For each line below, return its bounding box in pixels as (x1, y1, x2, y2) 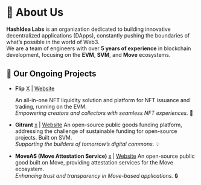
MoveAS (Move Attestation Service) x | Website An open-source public (14, 152, 195, 160)
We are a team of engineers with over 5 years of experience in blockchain (6, 45, 191, 52)
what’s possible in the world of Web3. (6, 38, 100, 45)
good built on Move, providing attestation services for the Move (14, 158, 174, 166)
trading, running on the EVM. (14, 103, 87, 110)
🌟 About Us (6, 5, 64, 19)
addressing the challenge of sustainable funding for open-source (14, 127, 177, 135)
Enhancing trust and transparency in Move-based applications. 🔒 (14, 172, 178, 179)
